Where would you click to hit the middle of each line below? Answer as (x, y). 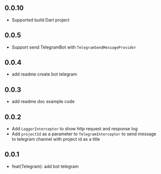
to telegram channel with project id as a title (56, 139)
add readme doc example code (43, 101)
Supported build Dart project (40, 20)
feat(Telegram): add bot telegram (45, 166)
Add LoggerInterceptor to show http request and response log (75, 129)
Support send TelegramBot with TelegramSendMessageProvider (74, 47)
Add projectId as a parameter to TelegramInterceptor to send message (84, 134)
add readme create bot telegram (44, 74)
